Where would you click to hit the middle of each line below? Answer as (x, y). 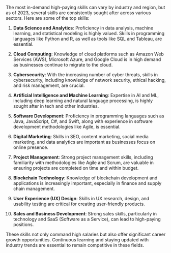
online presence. (31, 147)
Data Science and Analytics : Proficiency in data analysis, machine (83, 28)
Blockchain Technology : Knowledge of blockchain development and (85, 178)
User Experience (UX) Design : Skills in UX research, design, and (81, 198)
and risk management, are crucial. (49, 85)
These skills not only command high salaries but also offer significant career (86, 234)
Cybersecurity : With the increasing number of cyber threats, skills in (85, 75)
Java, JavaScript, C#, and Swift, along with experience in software (83, 121)
